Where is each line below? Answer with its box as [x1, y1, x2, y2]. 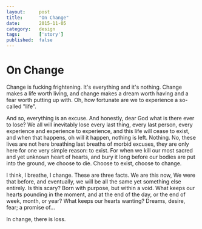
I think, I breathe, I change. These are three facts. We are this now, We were [6, 171, 196, 179]
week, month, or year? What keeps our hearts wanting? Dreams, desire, [6, 197, 186, 204]
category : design [6, 26, 56, 32]
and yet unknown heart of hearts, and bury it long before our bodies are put [6, 153, 195, 160]
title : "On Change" [6, 15, 69, 21]
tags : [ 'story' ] [6, 32, 64, 38]
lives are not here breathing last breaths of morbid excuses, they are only [6, 140, 189, 148]
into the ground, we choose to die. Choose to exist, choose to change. [6, 159, 182, 167]
